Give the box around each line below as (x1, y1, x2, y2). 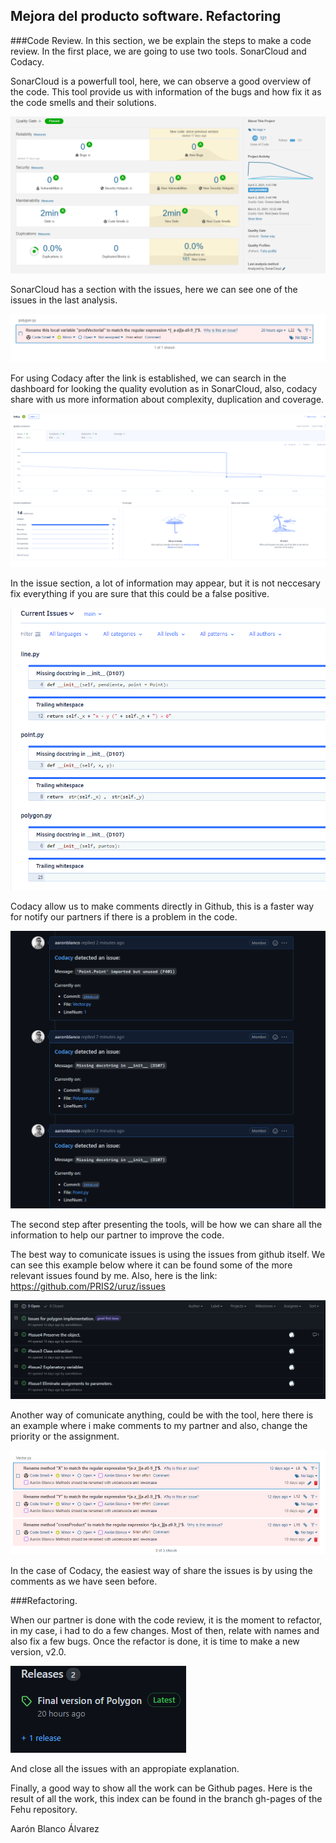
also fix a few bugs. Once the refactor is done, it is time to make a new (10, 1635, 300, 1648)
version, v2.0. (10, 1646, 67, 1658)
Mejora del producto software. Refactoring (10, 8, 282, 25)
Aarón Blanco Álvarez (10, 1823, 100, 1835)
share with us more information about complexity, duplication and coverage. (10, 394, 325, 406)
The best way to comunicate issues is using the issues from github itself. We (10, 1248, 326, 1260)
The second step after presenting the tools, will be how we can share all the (10, 1218, 323, 1230)
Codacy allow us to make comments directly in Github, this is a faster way (10, 900, 315, 912)
